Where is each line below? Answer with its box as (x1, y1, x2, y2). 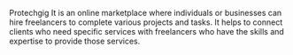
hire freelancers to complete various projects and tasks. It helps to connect (9, 17, 283, 27)
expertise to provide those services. (9, 35, 141, 46)
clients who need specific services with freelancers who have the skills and (9, 27, 285, 36)
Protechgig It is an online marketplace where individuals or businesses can (9, 8, 282, 18)
